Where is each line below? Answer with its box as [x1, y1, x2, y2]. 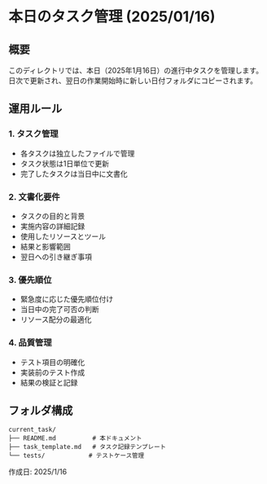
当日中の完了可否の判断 [20, 305, 99, 315]
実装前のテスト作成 [20, 367, 85, 377]
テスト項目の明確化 [20, 357, 85, 367]
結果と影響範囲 [20, 241, 71, 251]
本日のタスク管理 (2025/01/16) [8, 7, 216, 26]
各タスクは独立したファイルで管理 [20, 148, 135, 158]
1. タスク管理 [8, 128, 59, 139]
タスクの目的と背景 [20, 211, 85, 221]
